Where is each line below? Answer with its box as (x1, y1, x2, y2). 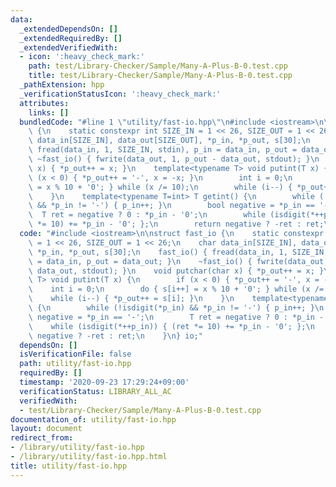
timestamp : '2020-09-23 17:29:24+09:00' (19, 377, 190, 387)
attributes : (19, 98, 70, 108)
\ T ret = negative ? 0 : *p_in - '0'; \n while (28, 210, 267, 220)
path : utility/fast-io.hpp (19, 359, 132, 369)
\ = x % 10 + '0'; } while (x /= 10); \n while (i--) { (28, 182, 293, 192)
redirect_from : (10, 433, 74, 443)
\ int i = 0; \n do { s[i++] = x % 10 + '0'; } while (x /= (28, 284, 325, 295)
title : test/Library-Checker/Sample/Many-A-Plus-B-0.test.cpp (28, 71, 293, 81)
